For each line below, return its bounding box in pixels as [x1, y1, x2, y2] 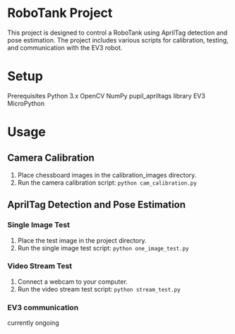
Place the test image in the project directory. [17, 236, 147, 245]
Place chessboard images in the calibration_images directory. [17, 171, 197, 179]
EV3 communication [7, 302, 79, 312]
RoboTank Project [7, 5, 113, 21]
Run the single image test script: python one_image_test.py [17, 243, 189, 252]
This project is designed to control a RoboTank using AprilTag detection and [7, 28, 228, 37]
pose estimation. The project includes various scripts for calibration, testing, [7, 35, 229, 44]
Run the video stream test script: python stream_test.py [17, 284, 181, 293]
